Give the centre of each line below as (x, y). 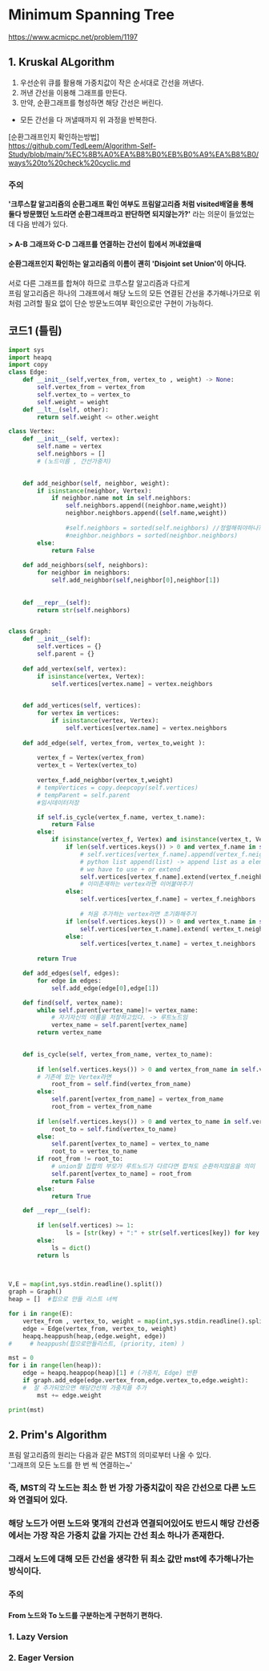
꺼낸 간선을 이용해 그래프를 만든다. (73, 92)
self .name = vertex (70, 447)
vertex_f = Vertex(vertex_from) (91, 758)
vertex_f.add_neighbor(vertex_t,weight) (105, 781)
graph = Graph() (35, 1292)
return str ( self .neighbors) (84, 610)
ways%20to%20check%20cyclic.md (69, 163)
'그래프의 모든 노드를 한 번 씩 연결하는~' (70, 1465)
